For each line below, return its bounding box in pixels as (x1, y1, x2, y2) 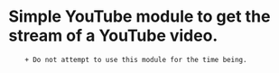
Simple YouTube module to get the (8, 6, 271, 27)
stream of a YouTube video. (8, 25, 219, 46)
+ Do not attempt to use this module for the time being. (24, 55, 247, 64)
